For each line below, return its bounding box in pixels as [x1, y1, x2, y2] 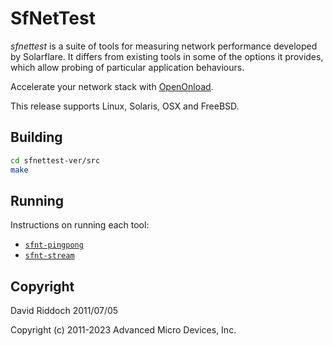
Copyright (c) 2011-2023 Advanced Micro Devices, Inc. [10, 324, 237, 336]
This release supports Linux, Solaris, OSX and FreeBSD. [10, 100, 240, 112]
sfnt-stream [24, 251, 75, 261]
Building [10, 129, 63, 146]
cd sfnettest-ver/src [10, 155, 101, 166]
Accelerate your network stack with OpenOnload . [10, 80, 214, 92]
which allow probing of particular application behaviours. [10, 61, 245, 73]
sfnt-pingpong [24, 240, 84, 251]
